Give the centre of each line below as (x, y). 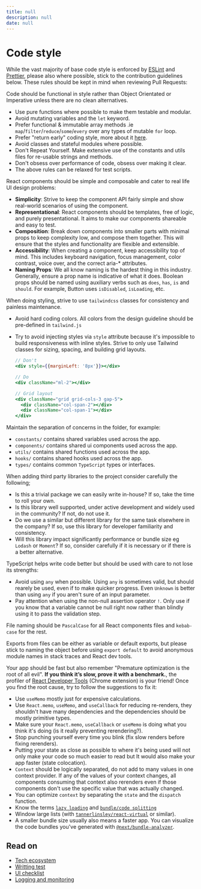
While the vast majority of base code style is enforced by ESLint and (91, 69)
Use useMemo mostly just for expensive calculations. (78, 699)
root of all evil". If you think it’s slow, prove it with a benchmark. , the (91, 675)
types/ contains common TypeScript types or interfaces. (85, 465)
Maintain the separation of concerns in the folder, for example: (83, 428)
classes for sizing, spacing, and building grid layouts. (80, 349)
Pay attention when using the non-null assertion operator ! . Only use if (102, 601)
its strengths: (22, 570)
